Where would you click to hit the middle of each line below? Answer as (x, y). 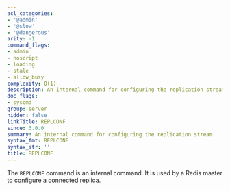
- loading (21, 64)
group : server (27, 109)
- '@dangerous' (29, 33)
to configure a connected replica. (54, 180)
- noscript (23, 58)
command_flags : (29, 45)
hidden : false (27, 115)
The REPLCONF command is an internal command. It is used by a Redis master (115, 173)
